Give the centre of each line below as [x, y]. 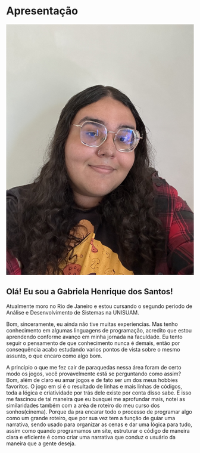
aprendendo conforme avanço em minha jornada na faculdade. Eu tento [94, 337]
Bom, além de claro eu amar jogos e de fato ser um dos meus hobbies [92, 380]
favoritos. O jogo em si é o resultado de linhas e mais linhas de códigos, [94, 386]
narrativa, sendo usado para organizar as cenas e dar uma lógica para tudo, [99, 424]
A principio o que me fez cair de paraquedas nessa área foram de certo [94, 367]
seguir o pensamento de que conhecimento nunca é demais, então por [93, 343]
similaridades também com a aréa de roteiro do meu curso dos [83, 405]
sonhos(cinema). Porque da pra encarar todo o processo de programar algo [99, 412]
